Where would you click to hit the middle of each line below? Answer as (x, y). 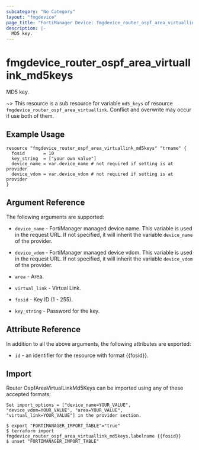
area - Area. (29, 277)
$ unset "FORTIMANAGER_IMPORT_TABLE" (53, 442)
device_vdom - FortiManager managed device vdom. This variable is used (103, 252)
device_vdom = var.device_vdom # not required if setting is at (92, 174)
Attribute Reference (44, 330)
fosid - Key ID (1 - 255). (44, 299)
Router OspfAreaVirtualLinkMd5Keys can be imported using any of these (95, 388)
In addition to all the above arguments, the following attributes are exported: (99, 343)
